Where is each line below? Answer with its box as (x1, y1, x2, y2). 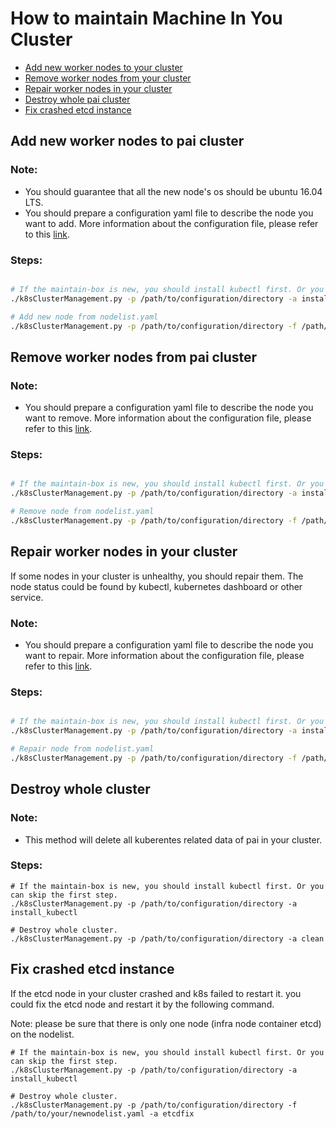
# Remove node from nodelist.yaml (10, 507, 155, 517)
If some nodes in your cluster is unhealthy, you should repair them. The (10, 570, 304, 582)
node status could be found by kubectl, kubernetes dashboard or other (10, 580, 303, 592)
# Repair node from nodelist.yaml (10, 744, 155, 754)
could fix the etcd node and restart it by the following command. (10, 998, 275, 1010)
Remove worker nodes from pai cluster (10, 348, 258, 366)
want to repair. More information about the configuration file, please (24, 650, 305, 662)
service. (10, 591, 44, 603)
